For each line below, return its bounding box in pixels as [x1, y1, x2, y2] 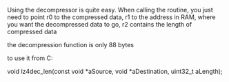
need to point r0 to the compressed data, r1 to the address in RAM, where [7, 13, 216, 21]
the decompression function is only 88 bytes [7, 41, 135, 49]
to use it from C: [7, 54, 53, 62]
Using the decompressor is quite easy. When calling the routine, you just [7, 6, 214, 14]
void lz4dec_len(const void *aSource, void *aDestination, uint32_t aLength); [7, 68, 223, 75]
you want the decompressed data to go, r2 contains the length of [7, 20, 192, 28]
